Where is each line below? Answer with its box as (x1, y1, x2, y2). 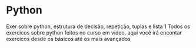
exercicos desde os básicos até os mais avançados (6, 35, 131, 42)
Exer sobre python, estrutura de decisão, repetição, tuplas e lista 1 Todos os (6, 23, 190, 30)
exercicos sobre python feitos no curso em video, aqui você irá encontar (6, 29, 182, 36)
